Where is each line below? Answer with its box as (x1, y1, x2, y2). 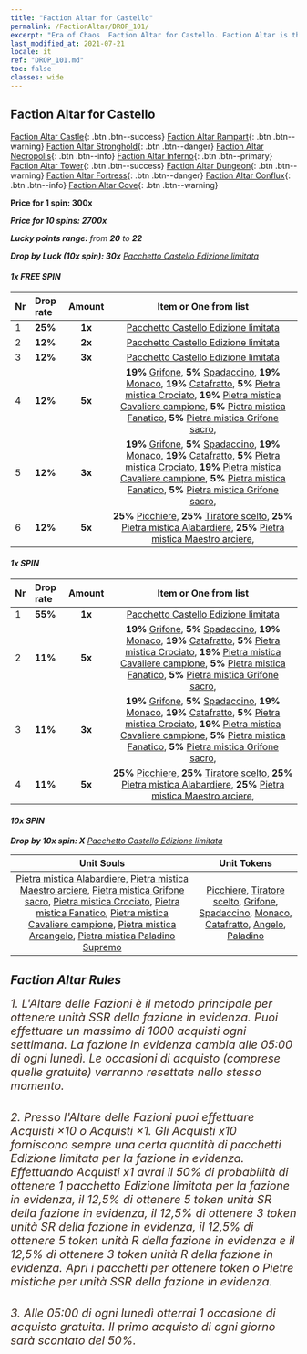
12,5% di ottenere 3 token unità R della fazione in (10, 1246, 274, 1262)
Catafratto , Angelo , (205, 918, 286, 931)
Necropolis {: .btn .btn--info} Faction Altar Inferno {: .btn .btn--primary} (10, 150, 273, 161)
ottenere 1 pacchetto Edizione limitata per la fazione (10, 1178, 291, 1193)
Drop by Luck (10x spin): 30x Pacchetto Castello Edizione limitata (10, 250, 259, 261)
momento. (10, 1078, 65, 1093)
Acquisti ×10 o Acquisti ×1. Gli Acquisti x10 (10, 1123, 238, 1138)
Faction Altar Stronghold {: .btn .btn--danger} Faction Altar (46, 141, 264, 152)
